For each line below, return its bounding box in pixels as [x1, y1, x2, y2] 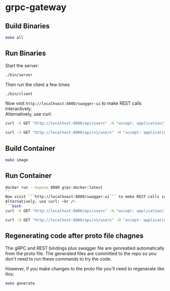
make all [5, 35, 24, 40]
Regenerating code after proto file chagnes [5, 232, 144, 240]
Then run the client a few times [5, 81, 70, 88]
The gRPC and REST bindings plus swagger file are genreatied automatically [5, 245, 164, 251]
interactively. [5, 106, 32, 112]
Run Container [5, 172, 52, 180]
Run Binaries [5, 49, 47, 58]
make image [5, 157, 28, 162]
